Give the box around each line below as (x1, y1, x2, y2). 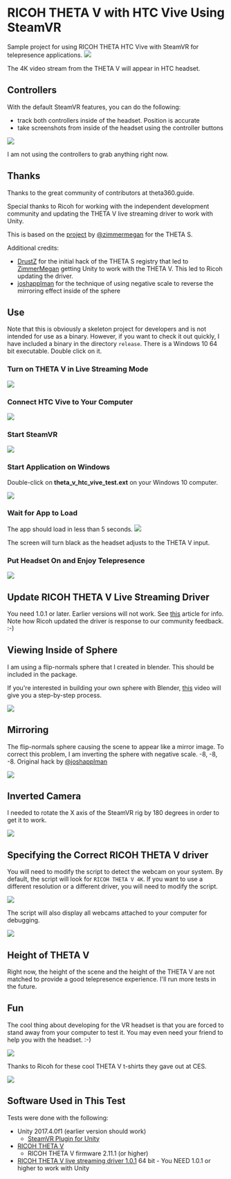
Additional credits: (7, 243, 59, 252)
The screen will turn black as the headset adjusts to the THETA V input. (7, 538, 210, 547)
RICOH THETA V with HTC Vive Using (7, 5, 225, 21)
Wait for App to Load (7, 508, 78, 518)
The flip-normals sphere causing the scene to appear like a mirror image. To (7, 742, 225, 750)
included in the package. (7, 670, 78, 678)
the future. (7, 983, 37, 991)
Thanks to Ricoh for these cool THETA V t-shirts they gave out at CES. (7, 1062, 207, 1070)
